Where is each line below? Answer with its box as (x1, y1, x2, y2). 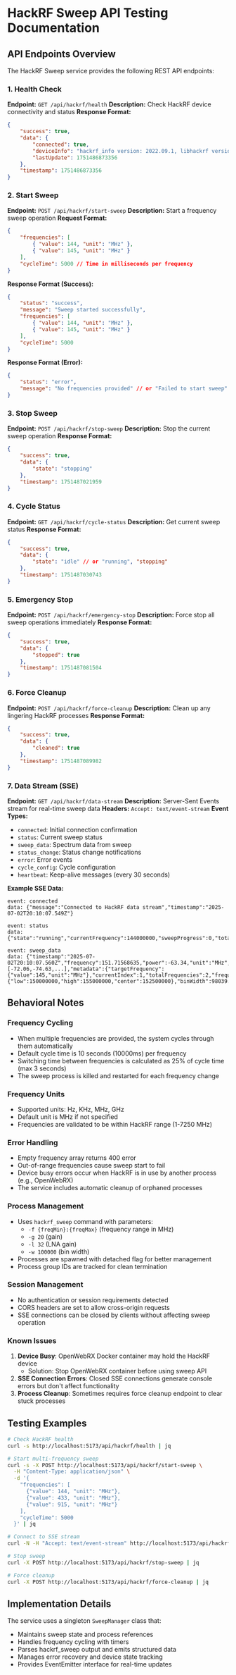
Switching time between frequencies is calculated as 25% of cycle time (17, 1056, 225, 1065)
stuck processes (17, 1397, 66, 1405)
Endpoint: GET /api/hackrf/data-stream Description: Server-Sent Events (7, 796, 220, 805)
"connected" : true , (32, 141, 90, 148)
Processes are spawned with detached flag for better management (17, 1254, 212, 1263)
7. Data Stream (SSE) (7, 781, 79, 791)
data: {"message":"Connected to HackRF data (7, 903, 140, 910)
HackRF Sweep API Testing (7, 5, 169, 21)
